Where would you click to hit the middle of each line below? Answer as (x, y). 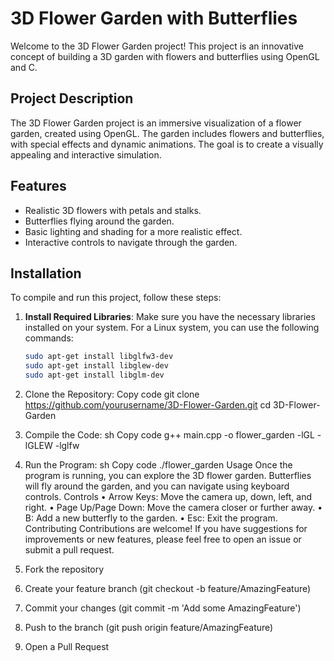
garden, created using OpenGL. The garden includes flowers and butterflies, (167, 133)
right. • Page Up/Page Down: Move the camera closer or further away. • (173, 507)
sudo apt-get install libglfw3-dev (99, 357)
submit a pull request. (69, 550)
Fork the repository (64, 569)
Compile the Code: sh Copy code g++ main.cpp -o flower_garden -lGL (169, 435)
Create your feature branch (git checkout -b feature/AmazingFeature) (168, 588)
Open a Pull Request (67, 646)
